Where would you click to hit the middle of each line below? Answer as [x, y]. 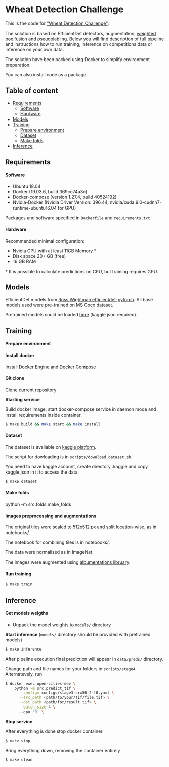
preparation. [18, 65]
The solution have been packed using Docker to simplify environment [78, 59]
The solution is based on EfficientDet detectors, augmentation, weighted [81, 33]
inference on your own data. [35, 49]
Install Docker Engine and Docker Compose [51, 367]
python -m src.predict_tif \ [45, 688]
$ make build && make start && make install [53, 424]
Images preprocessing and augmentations [51, 516]
